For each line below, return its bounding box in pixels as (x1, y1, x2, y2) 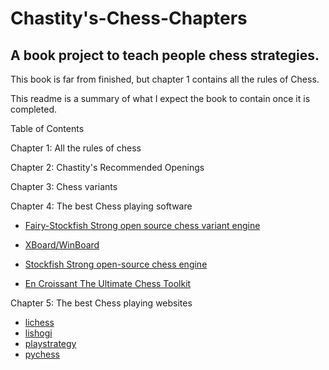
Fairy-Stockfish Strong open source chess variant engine (24, 220, 261, 231)
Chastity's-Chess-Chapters (10, 7, 248, 30)
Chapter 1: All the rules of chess (10, 142, 142, 154)
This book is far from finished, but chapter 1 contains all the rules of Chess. (10, 73, 320, 85)
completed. (10, 103, 57, 115)
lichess (24, 317, 55, 328)
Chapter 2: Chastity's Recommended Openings (10, 162, 205, 173)
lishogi (24, 327, 53, 339)
